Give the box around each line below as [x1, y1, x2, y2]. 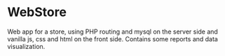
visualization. [7, 42, 46, 50]
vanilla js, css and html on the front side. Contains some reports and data [7, 34, 219, 43]
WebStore [7, 4, 67, 20]
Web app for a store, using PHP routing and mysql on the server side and [7, 27, 219, 36]
